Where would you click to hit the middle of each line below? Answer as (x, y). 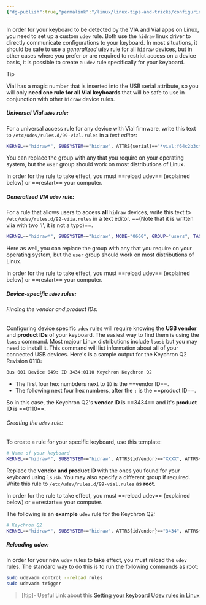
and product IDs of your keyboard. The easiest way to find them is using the (103, 334)
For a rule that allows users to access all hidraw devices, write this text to (99, 212)
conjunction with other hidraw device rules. (61, 99)
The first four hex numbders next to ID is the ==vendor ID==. (92, 383)
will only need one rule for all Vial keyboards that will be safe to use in (96, 92)
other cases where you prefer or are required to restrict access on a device (101, 55)
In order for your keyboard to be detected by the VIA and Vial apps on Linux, (103, 29)
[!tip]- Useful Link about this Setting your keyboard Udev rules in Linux (111, 595)
